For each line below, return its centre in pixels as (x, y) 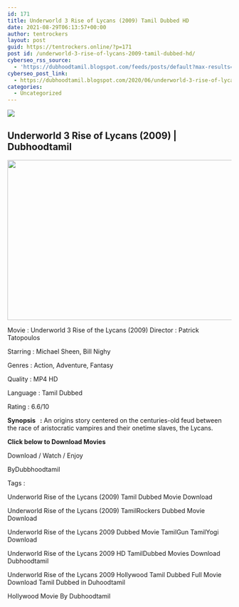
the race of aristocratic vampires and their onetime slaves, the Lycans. (110, 428)
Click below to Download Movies (57, 441)
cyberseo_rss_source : (39, 60)
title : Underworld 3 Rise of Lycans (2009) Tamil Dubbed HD (99, 21)
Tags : (16, 483)
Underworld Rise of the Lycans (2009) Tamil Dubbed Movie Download (110, 497)
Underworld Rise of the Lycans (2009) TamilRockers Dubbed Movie (106, 510)
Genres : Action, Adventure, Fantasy (60, 365)
